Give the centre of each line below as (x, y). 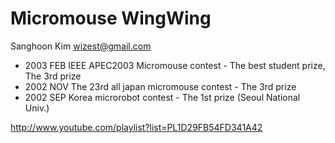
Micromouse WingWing (111, 18)
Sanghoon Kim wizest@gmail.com (81, 46)
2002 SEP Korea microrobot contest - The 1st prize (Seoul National (162, 97)
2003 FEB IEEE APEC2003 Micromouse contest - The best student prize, (175, 65)
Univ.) (37, 108)
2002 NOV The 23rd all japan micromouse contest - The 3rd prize (160, 86)
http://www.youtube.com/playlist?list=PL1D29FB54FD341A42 (136, 127)
